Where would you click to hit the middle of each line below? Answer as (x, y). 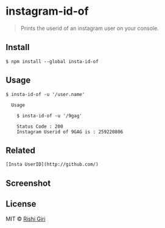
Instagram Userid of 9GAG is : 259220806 (70, 132)
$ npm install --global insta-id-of (52, 61)
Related (21, 150)
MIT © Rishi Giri (26, 219)
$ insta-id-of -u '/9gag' (50, 116)
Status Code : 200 (40, 127)
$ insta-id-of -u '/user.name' (45, 94)
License (21, 204)
